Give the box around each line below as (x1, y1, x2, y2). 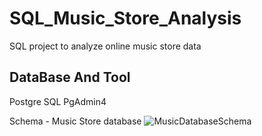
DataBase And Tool (9, 69, 131, 86)
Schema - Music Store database (9, 115, 142, 127)
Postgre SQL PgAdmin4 (9, 95, 107, 107)
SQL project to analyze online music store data (9, 40, 202, 52)
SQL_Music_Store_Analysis (9, 7, 242, 30)
